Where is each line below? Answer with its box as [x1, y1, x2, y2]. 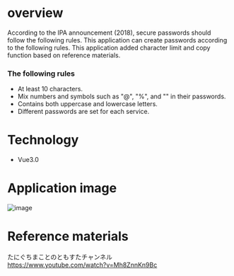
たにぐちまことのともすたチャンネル [7, 253, 113, 261]
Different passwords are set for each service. [17, 108, 150, 116]
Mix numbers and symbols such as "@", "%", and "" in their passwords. [17, 92, 226, 100]
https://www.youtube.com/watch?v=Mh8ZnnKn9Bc [7, 260, 158, 270]
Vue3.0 [17, 156, 39, 164]
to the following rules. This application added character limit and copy [7, 43, 211, 52]
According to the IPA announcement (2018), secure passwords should [7, 28, 211, 37]
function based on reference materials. [7, 51, 121, 59]
